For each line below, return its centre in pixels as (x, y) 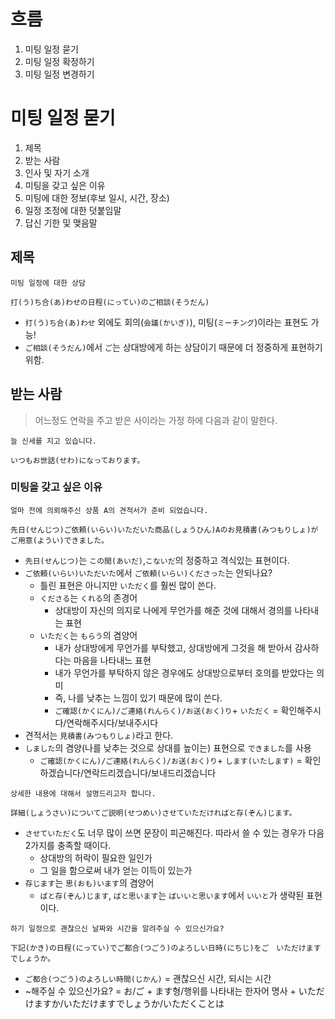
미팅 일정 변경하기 (59, 74)
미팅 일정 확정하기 (59, 61)
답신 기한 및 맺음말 (61, 222)
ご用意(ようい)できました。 (60, 540)
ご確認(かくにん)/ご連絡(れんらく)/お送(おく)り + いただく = (166, 710)
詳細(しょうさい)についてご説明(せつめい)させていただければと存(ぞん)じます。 (153, 813)
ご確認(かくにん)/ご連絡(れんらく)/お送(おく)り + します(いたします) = (171, 760)
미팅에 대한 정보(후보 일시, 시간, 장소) (97, 197)
